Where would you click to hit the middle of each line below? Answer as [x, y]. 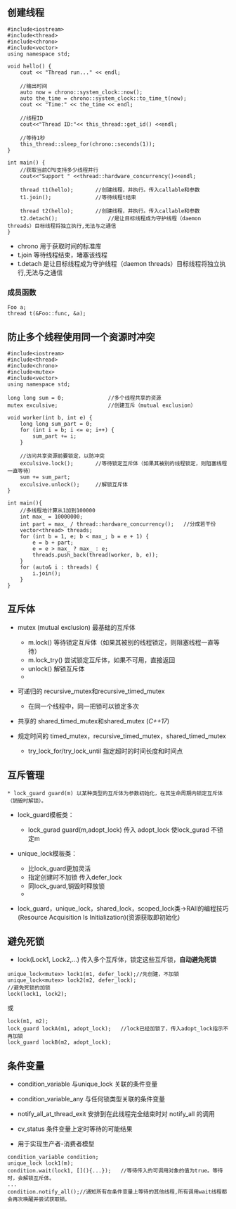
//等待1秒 [33, 138]
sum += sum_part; [45, 477]
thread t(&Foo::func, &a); [47, 314]
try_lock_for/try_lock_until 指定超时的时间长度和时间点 [105, 751]
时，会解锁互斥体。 [31, 1178]
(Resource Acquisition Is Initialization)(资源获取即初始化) [99, 917]
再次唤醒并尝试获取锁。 [41, 1199]
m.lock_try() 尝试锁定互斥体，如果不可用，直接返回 [101, 659]
